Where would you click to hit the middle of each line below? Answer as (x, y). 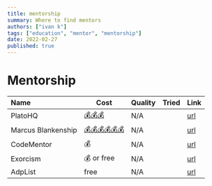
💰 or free (99, 157)
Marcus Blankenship (44, 130)
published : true (31, 46)
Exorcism (26, 159)
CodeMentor (31, 145)
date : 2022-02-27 (32, 40)
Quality (143, 102)
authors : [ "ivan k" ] (37, 26)
